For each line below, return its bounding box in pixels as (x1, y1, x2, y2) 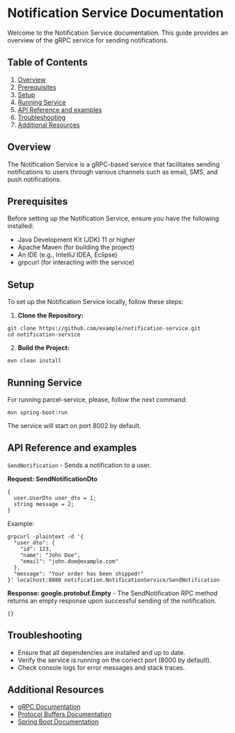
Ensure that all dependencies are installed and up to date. (17, 648, 186, 656)
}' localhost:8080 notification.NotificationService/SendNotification (7, 576, 220, 583)
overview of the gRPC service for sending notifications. (7, 35, 168, 44)
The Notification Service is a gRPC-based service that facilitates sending (7, 160, 220, 168)
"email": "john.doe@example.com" (20, 558, 119, 565)
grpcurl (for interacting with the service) (17, 258, 135, 267)
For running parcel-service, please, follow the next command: (7, 396, 188, 403)
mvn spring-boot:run (7, 409, 69, 416)
